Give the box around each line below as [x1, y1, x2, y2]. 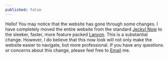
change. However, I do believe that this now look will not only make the [5, 37, 152, 43]
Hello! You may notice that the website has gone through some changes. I [5, 21, 158, 27]
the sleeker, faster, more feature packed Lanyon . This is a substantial [5, 31, 148, 37]
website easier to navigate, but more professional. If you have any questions [5, 42, 163, 48]
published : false [5, 7, 42, 12]
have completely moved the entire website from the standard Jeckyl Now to [5, 26, 162, 32]
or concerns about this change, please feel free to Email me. [5, 47, 130, 53]
